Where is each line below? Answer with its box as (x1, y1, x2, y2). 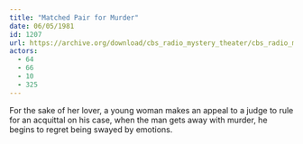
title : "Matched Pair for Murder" (9, 13, 140, 22)
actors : (9, 47, 39, 56)
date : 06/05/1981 (9, 22, 75, 31)
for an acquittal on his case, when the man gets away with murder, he (9, 114, 268, 125)
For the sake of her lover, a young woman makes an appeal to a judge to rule (9, 104, 294, 115)
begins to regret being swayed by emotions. (9, 123, 173, 135)
